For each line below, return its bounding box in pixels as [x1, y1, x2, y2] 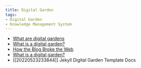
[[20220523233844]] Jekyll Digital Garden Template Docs [12, 57, 136, 63]
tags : [5, 12, 17, 17]
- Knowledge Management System [5, 21, 72, 27]
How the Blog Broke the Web [12, 46, 74, 52]
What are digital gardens [12, 36, 65, 42]
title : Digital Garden [5, 7, 54, 13]
